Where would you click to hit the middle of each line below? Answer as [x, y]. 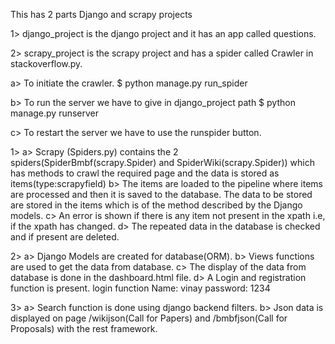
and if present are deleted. [65, 237]
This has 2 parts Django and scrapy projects [101, 14]
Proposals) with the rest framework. [84, 328]
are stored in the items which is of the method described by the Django [156, 205]
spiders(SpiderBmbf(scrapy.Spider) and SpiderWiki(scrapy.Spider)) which [162, 162]
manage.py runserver [55, 113]
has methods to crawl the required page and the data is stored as [145, 173]
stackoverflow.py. [46, 63]
